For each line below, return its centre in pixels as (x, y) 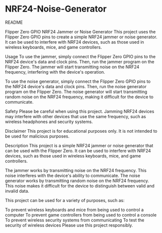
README (14, 22)
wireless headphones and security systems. (49, 122)
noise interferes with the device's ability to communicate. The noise (73, 175)
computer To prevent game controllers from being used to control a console (81, 215)
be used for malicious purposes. (37, 136)
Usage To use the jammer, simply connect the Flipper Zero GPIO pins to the (81, 56)
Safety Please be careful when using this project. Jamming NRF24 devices (80, 111)
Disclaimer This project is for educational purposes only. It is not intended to (81, 131)
